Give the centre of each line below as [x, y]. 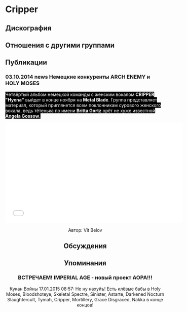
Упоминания [85, 263]
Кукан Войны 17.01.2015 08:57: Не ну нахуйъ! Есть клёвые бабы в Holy [85, 289]
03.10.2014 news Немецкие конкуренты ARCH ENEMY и [78, 77]
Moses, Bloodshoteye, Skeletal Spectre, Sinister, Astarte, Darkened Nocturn [85, 294]
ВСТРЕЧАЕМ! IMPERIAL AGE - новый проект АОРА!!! [85, 278]
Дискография [28, 28]
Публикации [26, 63]
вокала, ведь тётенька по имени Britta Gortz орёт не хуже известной [80, 111]
